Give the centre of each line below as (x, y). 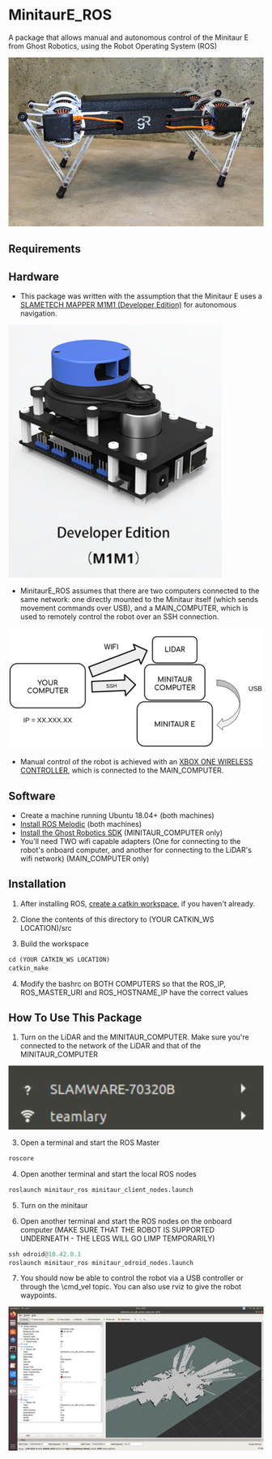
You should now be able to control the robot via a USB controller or (132, 1278)
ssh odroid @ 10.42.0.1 (45, 1254)
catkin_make (28, 968)
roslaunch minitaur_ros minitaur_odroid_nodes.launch (101, 1263)
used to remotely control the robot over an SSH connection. (119, 617)
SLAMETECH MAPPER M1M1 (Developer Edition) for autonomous (128, 305)
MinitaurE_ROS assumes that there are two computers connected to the (140, 591)
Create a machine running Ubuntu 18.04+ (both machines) (117, 816)
